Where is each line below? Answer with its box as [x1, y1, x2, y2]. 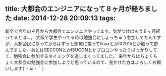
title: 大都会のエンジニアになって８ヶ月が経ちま [5, 4, 151, 13]
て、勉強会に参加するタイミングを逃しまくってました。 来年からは [5, 53, 140, 59]
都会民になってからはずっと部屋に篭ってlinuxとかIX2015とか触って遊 [18, 40, 159, 46]
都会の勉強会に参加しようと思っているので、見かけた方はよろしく [18, 59, 153, 65]
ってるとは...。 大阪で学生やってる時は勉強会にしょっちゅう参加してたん [5, 34, 153, 40]
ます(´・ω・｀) [13, 65, 44, 71]
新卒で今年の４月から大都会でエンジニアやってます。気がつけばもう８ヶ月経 [5, 28, 161, 34]
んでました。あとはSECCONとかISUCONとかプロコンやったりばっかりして [5, 47, 158, 53]
